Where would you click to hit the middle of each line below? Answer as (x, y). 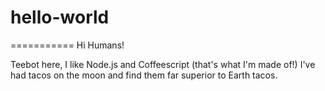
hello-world (60, 17)
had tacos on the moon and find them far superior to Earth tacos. (144, 75)
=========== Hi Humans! (67, 45)
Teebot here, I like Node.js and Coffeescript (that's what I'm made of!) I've (163, 64)
